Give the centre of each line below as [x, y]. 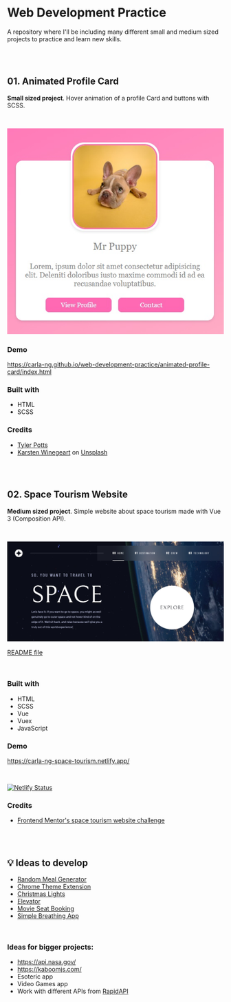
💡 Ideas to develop [47, 863]
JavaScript [32, 728]
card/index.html [29, 372]
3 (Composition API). [37, 519]
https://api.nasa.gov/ [46, 962]
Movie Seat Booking [45, 909]
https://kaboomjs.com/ [49, 970]
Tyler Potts [32, 445]
